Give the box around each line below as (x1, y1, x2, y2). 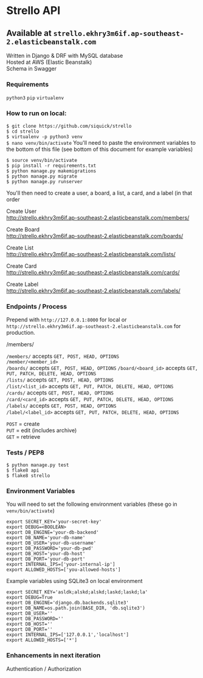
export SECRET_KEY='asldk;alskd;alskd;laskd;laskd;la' (6, 589, 148, 595)
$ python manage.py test (6, 462, 69, 469)
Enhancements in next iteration (6, 651, 101, 660)
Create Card (6, 262, 37, 270)
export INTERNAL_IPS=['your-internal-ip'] (6, 561, 115, 568)
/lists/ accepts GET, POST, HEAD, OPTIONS (6, 376, 114, 383)
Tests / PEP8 (6, 448, 44, 456)
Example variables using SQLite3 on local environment (6, 578, 143, 585)
